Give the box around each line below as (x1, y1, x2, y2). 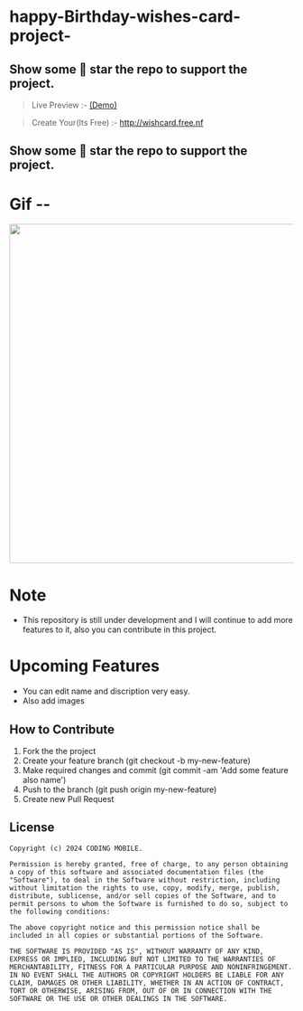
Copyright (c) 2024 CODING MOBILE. (9, 844, 143, 853)
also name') (22, 775, 67, 786)
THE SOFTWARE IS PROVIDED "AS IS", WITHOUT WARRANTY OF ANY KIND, (9, 947, 264, 956)
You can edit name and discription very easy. (22, 685, 191, 697)
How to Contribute (9, 722, 115, 737)
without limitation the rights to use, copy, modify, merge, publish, (9, 883, 280, 893)
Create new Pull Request (22, 794, 115, 805)
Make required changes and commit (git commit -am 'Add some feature (22, 765, 289, 776)
